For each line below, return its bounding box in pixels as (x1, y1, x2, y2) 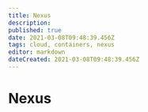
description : (8, 19, 51, 27)
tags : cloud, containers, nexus (8, 41, 115, 49)
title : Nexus (8, 11, 51, 20)
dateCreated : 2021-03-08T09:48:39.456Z (8, 56, 140, 64)
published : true (8, 26, 62, 34)
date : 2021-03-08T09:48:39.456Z (8, 33, 115, 42)
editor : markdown (8, 48, 66, 56)
